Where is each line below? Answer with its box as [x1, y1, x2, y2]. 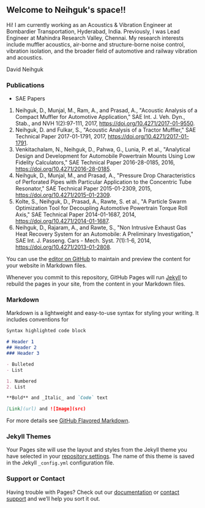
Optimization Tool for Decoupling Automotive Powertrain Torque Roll [15, 205, 188, 212]
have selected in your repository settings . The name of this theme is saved [6, 453, 195, 460]
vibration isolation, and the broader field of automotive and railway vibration [6, 47, 198, 55]
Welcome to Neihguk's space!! [6, 5, 127, 15]
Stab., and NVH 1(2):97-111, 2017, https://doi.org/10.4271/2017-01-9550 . [15, 119, 195, 127]
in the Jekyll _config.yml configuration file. [6, 459, 114, 466]
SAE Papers [15, 95, 45, 102]
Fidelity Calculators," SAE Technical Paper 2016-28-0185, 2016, [15, 159, 176, 166]
